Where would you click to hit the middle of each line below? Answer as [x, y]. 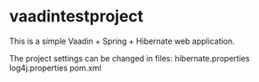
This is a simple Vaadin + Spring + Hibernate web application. [122, 41]
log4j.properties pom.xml [56, 68]
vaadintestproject [77, 16]
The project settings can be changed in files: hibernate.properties [129, 58]
